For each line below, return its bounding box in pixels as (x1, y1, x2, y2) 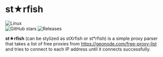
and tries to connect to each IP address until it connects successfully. (5, 46, 151, 52)
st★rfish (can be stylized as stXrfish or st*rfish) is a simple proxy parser (5, 35, 158, 41)
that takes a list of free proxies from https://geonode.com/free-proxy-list (5, 40, 157, 46)
